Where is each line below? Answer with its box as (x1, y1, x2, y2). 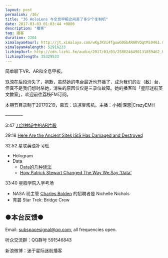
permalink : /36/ (5, 12, 39, 17)
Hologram (12, 153, 33, 159)
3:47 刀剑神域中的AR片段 (5, 122, 57, 128)
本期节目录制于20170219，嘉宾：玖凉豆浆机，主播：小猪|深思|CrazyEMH (5, 102, 155, 108)
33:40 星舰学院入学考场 (5, 180, 54, 186)
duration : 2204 (5, 36, 37, 41)
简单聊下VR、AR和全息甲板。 (5, 68, 65, 74)
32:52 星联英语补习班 (5, 143, 49, 149)
